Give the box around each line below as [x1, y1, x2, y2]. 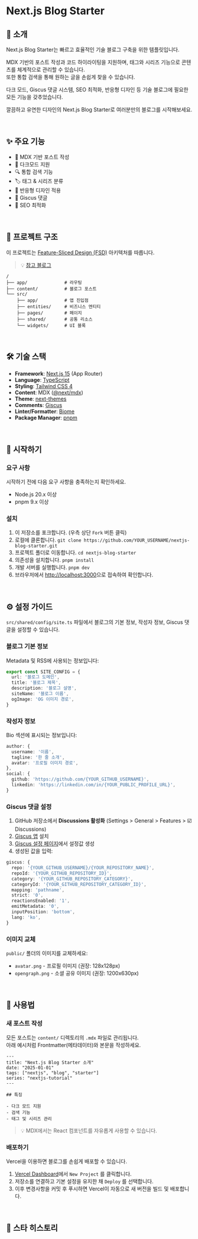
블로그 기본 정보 [6, 642, 48, 651]
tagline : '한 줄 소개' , [11, 754, 65, 760]
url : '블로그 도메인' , [11, 674, 60, 680]
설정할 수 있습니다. [17, 626, 60, 633]
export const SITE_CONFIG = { [6, 668, 81, 675]
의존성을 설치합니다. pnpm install [14, 556, 95, 564]
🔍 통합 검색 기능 [14, 168, 53, 175]
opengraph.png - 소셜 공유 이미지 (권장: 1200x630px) [14, 969, 139, 977]
